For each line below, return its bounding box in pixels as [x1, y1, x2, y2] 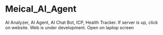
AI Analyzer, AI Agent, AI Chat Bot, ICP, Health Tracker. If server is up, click [5, 19, 158, 25]
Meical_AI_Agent [5, 3, 77, 15]
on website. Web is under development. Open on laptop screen [5, 24, 134, 30]
